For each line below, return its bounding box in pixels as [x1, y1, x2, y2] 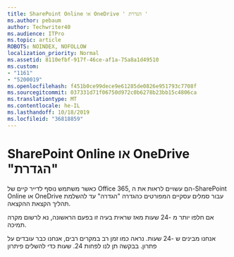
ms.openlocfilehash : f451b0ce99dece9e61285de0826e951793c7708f [7, 83, 197, 90]
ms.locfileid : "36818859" [7, 115, 83, 122]
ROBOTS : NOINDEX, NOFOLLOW [7, 43, 87, 50]
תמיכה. [7, 220, 27, 229]
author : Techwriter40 [7, 23, 71, 30]
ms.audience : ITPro [7, 30, 65, 37]
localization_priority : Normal [7, 50, 99, 57]
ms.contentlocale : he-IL [7, 102, 80, 109]
